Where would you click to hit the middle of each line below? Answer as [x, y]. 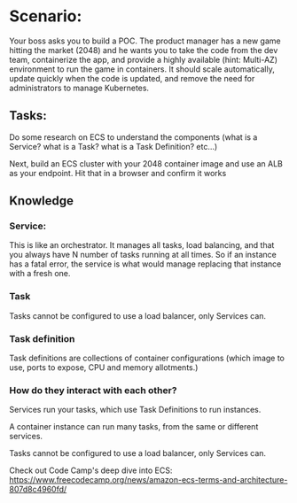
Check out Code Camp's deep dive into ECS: [91, 470]
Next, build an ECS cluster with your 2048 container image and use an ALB [146, 163]
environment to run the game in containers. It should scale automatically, [142, 69]
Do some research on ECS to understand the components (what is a [133, 137]
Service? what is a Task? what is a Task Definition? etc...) [113, 146]
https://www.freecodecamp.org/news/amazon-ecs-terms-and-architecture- [148, 480]
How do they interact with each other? [93, 390]
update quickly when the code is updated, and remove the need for [132, 78]
